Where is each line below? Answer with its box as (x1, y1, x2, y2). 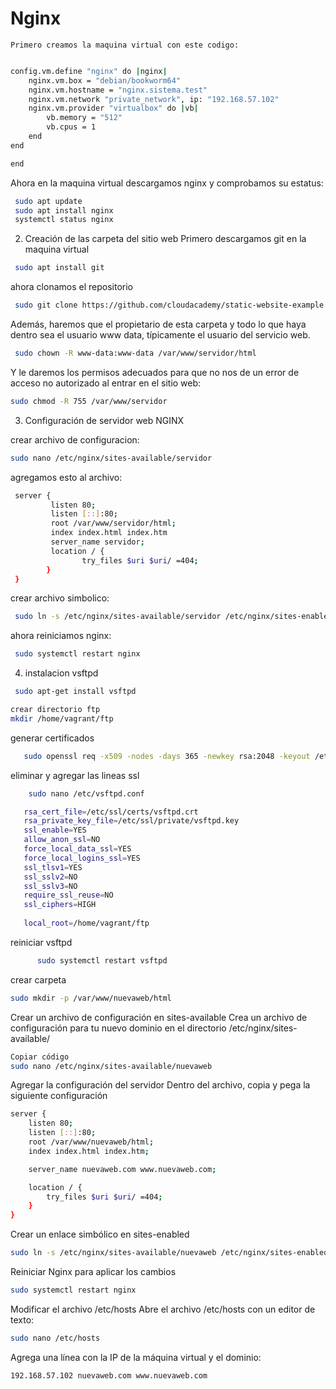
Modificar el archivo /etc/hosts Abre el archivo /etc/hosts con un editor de (10, 1303, 316, 1315)
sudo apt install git (14, 263, 105, 273)
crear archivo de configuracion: (10, 433, 140, 446)
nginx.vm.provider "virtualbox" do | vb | (28, 103, 199, 114)
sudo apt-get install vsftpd (14, 687, 137, 697)
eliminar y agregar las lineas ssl (10, 769, 140, 781)
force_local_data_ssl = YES (23, 844, 132, 854)
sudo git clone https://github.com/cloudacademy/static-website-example (14, 300, 325, 311)
